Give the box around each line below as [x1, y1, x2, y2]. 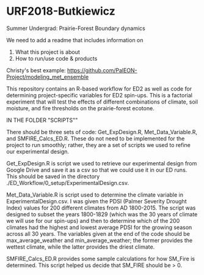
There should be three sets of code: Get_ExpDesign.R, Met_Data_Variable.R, [6, 128, 197, 135]
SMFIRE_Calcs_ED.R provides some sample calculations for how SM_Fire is [6, 255, 195, 262]
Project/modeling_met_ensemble [6, 73, 89, 80]
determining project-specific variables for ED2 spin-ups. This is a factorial [6, 91, 192, 99]
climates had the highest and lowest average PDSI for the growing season [6, 224, 192, 231]
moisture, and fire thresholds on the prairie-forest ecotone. [6, 104, 155, 111]
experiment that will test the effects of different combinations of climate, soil [6, 98, 199, 105]
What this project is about [15, 48, 81, 56]
